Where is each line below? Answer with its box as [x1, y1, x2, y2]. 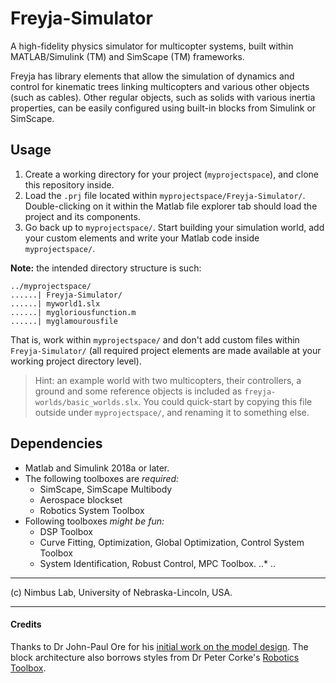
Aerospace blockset [39, 493, 123, 506]
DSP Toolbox [39, 525, 93, 537]
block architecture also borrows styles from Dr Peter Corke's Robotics [10, 651, 300, 663]
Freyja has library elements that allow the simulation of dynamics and [10, 70, 295, 82]
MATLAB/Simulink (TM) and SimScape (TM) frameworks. [10, 50, 245, 62]
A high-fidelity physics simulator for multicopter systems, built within [10, 40, 294, 52]
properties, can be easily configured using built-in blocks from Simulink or [10, 102, 317, 114]
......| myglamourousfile [10, 316, 118, 326]
